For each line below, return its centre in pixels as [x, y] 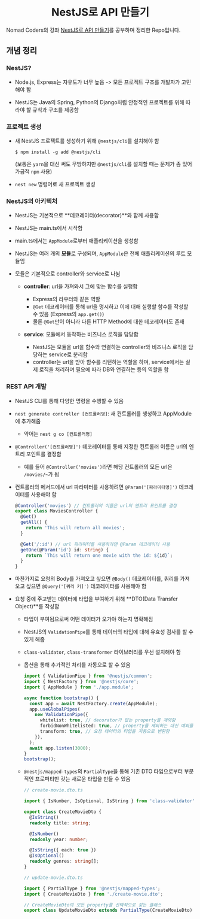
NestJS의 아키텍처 [32, 201]
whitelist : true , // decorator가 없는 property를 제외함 [108, 720]
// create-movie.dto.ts [53, 790]
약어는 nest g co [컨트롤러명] [58, 433]
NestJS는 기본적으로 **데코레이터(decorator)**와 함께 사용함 [87, 216]
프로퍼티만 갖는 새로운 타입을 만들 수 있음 [83, 779]
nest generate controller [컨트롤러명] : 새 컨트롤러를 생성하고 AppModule [103, 413]
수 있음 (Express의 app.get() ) [68, 314]
